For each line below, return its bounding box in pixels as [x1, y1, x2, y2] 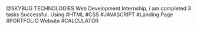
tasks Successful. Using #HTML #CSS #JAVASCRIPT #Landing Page [6, 11, 173, 18]
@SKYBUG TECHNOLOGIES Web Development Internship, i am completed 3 [6, 5, 192, 12]
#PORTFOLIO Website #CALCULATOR [6, 17, 99, 24]
